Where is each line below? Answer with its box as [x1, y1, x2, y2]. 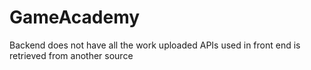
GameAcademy [9, 6, 141, 29]
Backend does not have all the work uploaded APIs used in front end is [9, 39, 301, 51]
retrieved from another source [9, 49, 134, 61]
